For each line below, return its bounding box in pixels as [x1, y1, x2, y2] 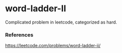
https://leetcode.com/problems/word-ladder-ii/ [5, 43, 101, 49]
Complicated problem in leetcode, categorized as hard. [5, 19, 118, 25]
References [5, 31, 34, 38]
